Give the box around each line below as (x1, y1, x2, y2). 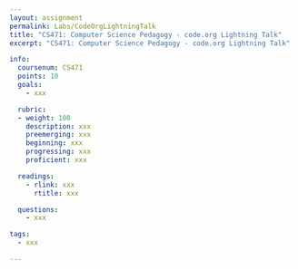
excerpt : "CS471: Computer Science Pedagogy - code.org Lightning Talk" (9, 38, 291, 48)
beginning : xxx (25, 139, 84, 148)
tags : (9, 230, 30, 239)
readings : (17, 171, 55, 181)
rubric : (17, 105, 47, 114)
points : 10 (17, 72, 59, 82)
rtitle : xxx (33, 188, 79, 197)
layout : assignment (9, 13, 84, 23)
